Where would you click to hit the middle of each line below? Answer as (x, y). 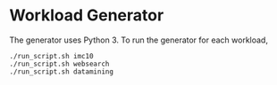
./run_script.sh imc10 (51, 56)
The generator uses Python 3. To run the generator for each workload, (138, 40)
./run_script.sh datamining (62, 72)
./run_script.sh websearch (59, 64)
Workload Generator (87, 15)
